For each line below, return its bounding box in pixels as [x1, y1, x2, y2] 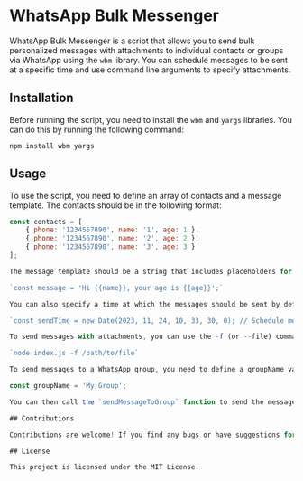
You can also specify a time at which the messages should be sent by [9, 299, 280, 308]
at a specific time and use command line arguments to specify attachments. [9, 64, 291, 75]
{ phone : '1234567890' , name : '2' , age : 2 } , [25, 234, 200, 243]
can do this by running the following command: [9, 124, 185, 135]
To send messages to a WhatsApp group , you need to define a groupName [9, 365, 284, 374]
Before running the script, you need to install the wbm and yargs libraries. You [9, 114, 293, 125]
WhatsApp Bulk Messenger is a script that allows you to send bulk [9, 35, 255, 46]
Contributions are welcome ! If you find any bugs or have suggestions [9, 430, 280, 439]
